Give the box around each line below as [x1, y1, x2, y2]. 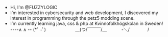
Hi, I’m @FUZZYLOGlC [10, 5, 58, 10]
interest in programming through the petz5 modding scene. [10, 15, 135, 21]
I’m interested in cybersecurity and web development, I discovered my [10, 10, 158, 16]
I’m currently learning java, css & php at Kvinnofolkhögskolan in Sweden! [10, 20, 163, 26]
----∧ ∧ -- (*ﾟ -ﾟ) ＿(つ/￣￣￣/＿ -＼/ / [10, 26, 150, 32]
